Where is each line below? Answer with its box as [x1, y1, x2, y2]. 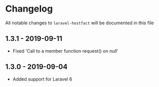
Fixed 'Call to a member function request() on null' [12, 48, 119, 54]
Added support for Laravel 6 [12, 76, 72, 82]
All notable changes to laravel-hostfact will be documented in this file [5, 20, 154, 26]
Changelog [5, 3, 53, 15]
